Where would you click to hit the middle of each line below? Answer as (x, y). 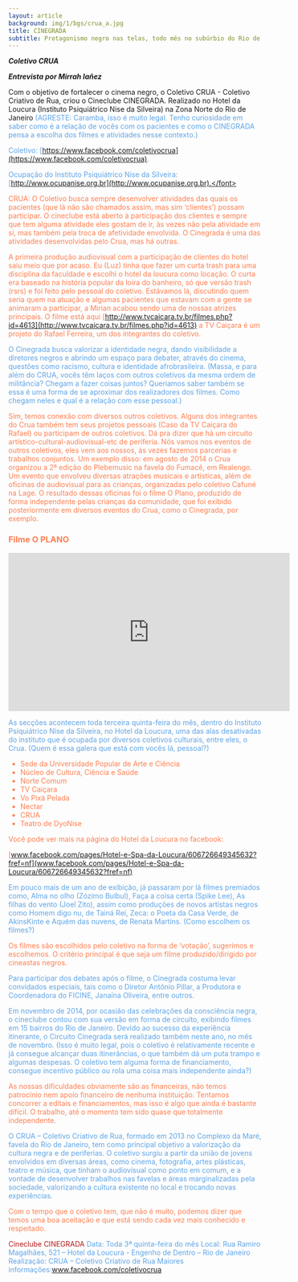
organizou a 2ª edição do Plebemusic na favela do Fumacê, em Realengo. (131, 468)
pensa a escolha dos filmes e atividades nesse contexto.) (103, 135)
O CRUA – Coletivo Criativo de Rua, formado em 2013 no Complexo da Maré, (135, 1136)
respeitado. (27, 1228)
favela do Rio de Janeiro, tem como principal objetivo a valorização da (125, 1144)
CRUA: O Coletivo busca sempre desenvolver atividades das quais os (123, 199)
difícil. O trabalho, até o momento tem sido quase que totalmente (116, 1112)
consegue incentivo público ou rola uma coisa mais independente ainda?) (130, 1071)
